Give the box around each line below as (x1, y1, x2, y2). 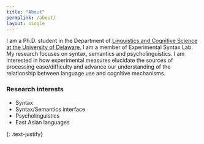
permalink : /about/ (6, 15, 56, 21)
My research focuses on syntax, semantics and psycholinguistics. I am (6, 50, 185, 58)
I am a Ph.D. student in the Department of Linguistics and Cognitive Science (6, 37, 198, 45)
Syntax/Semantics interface (15, 105, 86, 113)
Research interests (6, 85, 64, 94)
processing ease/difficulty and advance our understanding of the (6, 63, 171, 70)
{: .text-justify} (6, 130, 43, 138)
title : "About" (6, 9, 45, 15)
